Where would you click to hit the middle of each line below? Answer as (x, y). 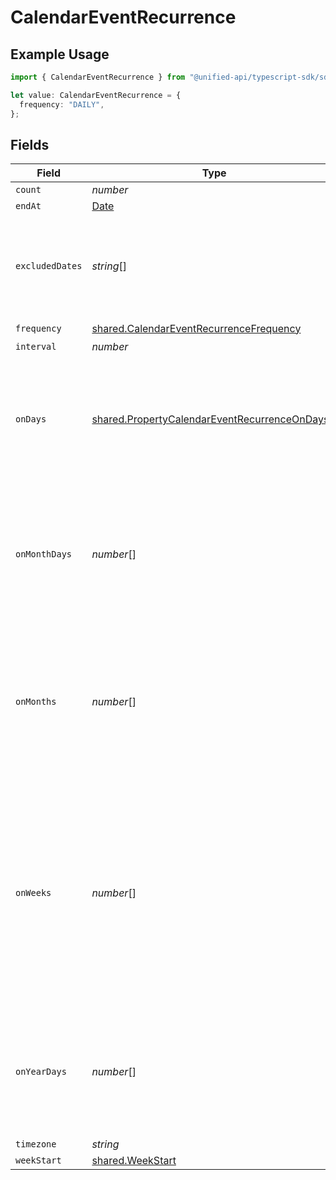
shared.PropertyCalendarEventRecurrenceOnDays (210, 419)
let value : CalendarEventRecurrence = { (96, 95)
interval (36, 347)
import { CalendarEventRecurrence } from (98, 77)
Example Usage (60, 54)
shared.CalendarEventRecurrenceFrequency (196, 328)
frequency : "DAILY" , (62, 104)
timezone (36, 1144)
